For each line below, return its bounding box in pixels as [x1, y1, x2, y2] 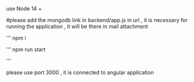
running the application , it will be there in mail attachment [6, 23, 148, 30]
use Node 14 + [6, 5, 42, 12]
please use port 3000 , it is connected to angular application [6, 69, 154, 76]
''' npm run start [6, 46, 46, 53]
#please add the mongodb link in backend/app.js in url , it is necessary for [6, 17, 188, 23]
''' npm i [6, 34, 26, 41]
